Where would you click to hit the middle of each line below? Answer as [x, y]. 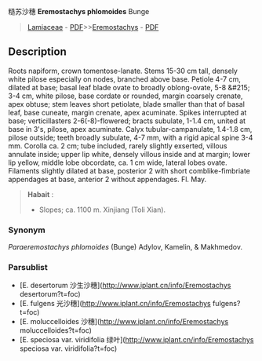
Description [37, 52]
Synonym [27, 230]
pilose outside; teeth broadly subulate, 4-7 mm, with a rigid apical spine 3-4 [131, 137]
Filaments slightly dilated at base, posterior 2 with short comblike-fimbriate [129, 170]
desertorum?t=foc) [50, 294]
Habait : [40, 194]
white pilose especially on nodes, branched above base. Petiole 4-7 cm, [124, 79]
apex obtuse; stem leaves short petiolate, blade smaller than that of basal [127, 104]
